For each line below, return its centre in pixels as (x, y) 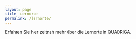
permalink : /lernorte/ (28, 18)
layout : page (18, 9)
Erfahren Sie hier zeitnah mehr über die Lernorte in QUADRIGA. (68, 32)
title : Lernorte (21, 14)
